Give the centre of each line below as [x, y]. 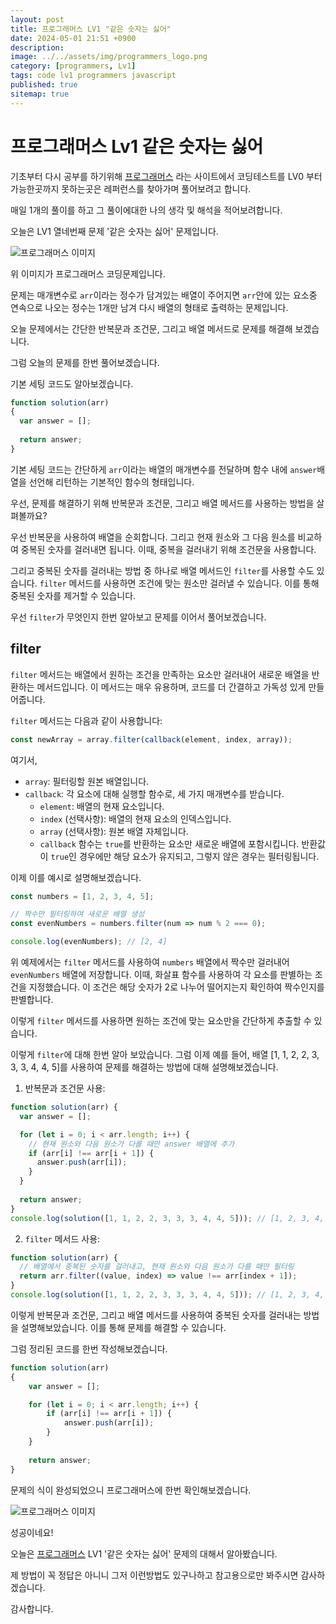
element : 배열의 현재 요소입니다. [102, 806]
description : [37, 47]
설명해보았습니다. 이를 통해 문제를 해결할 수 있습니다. [123, 1327]
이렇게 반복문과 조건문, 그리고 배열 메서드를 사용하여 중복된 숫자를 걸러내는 [156, 1315]
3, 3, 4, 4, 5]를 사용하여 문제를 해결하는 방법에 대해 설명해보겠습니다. [144, 1067]
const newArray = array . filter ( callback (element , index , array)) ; [151, 739]
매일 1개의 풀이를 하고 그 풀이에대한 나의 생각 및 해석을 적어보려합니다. [146, 210]
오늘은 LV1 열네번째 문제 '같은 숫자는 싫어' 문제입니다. [114, 231]
